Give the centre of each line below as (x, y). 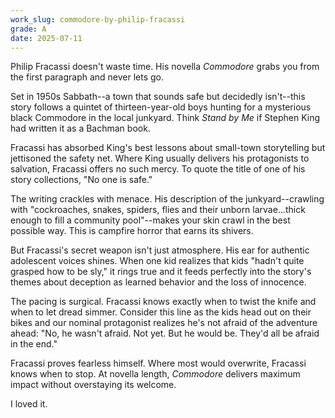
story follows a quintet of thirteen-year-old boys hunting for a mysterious (161, 107)
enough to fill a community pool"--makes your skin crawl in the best (150, 220)
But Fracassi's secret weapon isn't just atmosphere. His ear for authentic (160, 250)
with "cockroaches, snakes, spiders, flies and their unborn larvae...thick (158, 210)
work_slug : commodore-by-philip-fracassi (98, 19)
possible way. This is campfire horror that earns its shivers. (132, 231)
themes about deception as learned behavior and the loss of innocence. (158, 282)
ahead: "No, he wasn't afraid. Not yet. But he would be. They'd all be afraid (165, 333)
